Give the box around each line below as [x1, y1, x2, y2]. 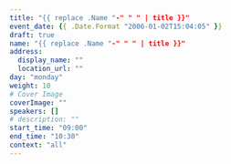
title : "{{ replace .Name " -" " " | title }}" [9, 13, 190, 23]
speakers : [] [9, 107, 59, 116]
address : [9, 47, 43, 56]
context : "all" [9, 140, 68, 149]
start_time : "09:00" [9, 124, 89, 133]
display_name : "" [17, 56, 84, 65]
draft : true [9, 30, 55, 39]
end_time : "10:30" [9, 132, 79, 141]
